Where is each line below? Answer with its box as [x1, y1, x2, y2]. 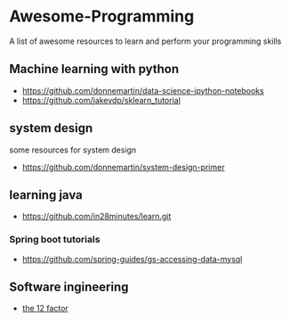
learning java [9, 187, 83, 202]
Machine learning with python [9, 62, 180, 77]
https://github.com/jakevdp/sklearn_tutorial [21, 95, 181, 105]
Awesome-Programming [9, 6, 195, 27]
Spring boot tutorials [9, 234, 101, 246]
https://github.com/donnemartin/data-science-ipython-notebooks [21, 85, 264, 95]
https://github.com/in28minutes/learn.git [21, 211, 172, 222]
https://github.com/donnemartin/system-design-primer [21, 161, 225, 172]
